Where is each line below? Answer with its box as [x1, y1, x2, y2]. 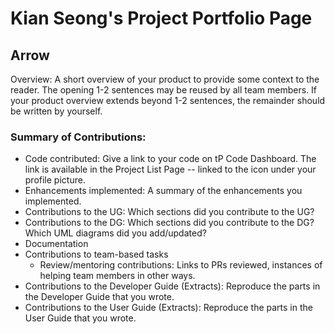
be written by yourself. [10, 105, 103, 117]
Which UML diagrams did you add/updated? [24, 227, 207, 239]
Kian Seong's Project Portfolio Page [10, 7, 313, 30]
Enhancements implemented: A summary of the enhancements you [24, 185, 303, 197]
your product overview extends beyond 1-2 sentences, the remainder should [10, 95, 326, 106]
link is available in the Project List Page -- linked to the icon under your [24, 163, 317, 176]
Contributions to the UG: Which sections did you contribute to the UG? [24, 206, 315, 218]
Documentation [24, 238, 89, 250]
